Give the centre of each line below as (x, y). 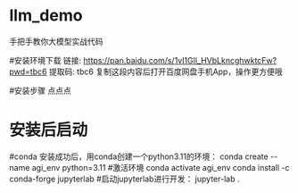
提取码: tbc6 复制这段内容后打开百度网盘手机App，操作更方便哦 (166, 71)
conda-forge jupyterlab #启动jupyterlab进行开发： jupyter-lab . (124, 179)
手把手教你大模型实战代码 (56, 41)
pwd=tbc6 (28, 71)
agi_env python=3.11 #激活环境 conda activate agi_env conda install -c (161, 167)
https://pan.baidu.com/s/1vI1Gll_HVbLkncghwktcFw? (180, 60)
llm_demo (46, 16)
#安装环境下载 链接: (46, 60)
